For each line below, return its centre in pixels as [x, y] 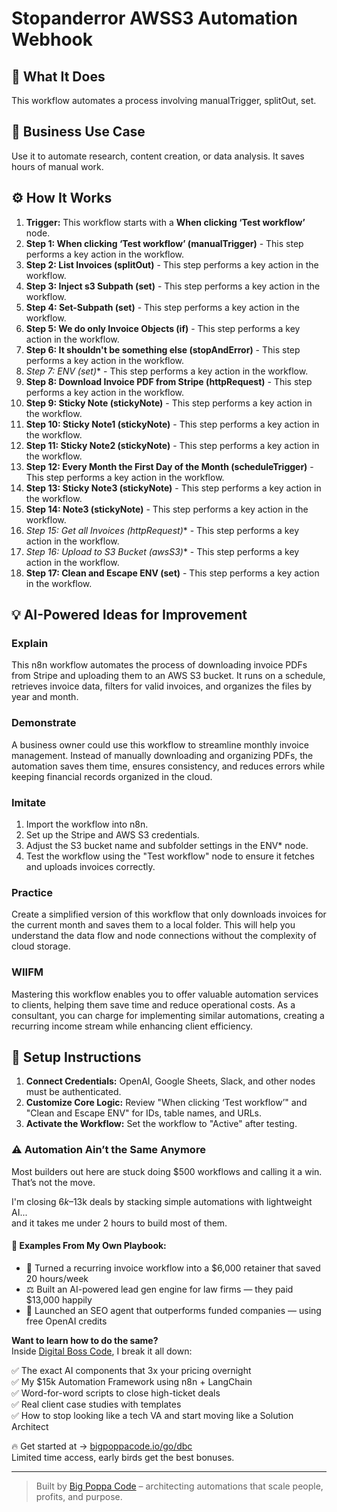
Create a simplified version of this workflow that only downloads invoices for [169, 914]
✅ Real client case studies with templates [96, 1404]
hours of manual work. [57, 166]
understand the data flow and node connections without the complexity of [164, 936]
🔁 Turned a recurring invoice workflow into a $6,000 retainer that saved [173, 1268]
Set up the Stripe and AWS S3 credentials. [112, 834]
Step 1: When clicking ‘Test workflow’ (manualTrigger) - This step [164, 243]
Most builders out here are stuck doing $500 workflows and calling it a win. [167, 1171]
